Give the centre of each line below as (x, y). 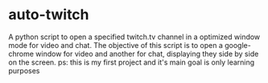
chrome (21, 53)
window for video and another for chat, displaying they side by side (147, 53)
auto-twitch (49, 15)
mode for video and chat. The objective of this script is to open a (116, 45)
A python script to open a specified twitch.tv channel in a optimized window (134, 37)
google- (237, 45)
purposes (24, 70)
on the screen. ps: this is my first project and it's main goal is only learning (132, 62)
